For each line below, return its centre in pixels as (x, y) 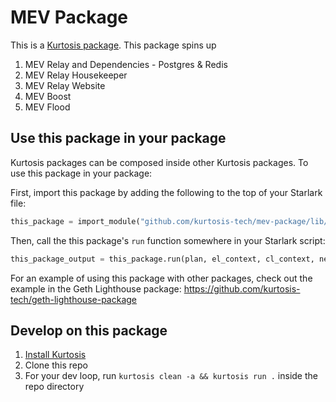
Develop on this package (89, 330)
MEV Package (69, 17)
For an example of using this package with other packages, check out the (161, 278)
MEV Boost (48, 96)
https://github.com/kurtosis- (242, 288)
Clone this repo (56, 365)
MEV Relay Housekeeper (76, 75)
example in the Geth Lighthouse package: (96, 288)
